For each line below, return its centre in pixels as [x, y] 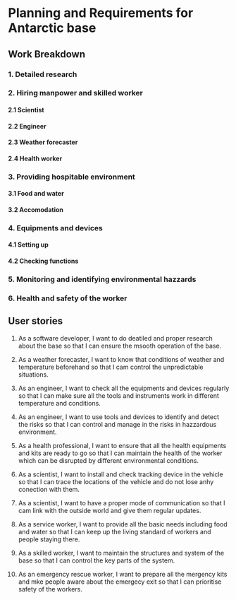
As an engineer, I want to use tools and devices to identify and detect [119, 417]
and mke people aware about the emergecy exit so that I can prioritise [120, 582]
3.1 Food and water [36, 194]
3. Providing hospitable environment [72, 177]
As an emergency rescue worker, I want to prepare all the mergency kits [123, 574]
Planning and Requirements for [101, 13]
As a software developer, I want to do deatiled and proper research [116, 338]
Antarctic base [52, 28]
